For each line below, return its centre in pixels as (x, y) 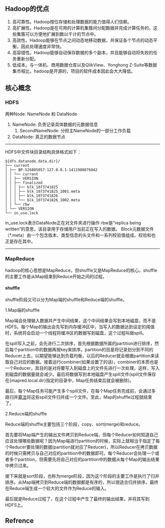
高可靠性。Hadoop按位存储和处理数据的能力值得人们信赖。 (72, 22)
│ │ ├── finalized (24, 183)
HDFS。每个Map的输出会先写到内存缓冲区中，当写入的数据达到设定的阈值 (80, 327)
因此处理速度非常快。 (42, 46)
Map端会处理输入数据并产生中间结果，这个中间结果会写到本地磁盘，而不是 (81, 321)
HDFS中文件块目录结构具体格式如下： (43, 151)
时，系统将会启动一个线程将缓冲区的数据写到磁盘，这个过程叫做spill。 (76, 333)
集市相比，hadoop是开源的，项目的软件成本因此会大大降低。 (74, 71)
